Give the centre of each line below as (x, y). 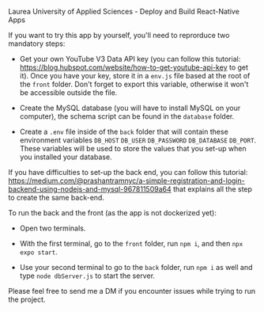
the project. (27, 299)
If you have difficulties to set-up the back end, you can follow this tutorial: (128, 172)
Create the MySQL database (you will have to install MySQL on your (130, 108)
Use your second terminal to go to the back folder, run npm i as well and (136, 267)
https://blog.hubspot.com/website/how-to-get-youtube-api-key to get (134, 67)
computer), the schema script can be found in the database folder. (127, 116)
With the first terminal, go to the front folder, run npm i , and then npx (131, 244)
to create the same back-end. (57, 198)
